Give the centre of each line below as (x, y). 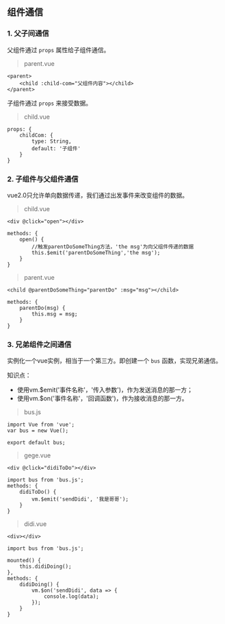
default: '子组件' (56, 148)
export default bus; (37, 443)
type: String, (52, 141)
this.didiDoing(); (45, 567)
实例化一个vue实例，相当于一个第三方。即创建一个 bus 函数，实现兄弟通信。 (115, 361)
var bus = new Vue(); (38, 431)
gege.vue (37, 455)
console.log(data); (71, 597)
